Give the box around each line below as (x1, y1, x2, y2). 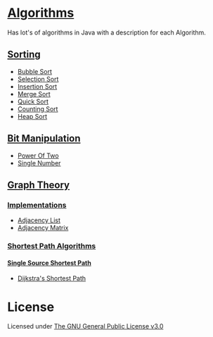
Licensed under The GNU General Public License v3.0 (7, 322, 164, 331)
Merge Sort (17, 89, 51, 98)
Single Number (17, 158, 61, 167)
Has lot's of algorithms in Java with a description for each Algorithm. (7, 28, 206, 37)
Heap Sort (17, 112, 48, 120)
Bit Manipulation (7, 132, 81, 145)
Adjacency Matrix (17, 224, 69, 232)
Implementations (7, 200, 67, 210)
